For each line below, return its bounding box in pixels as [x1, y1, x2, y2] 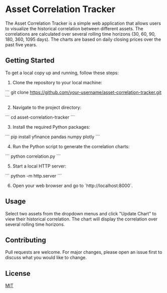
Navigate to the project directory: [12, 104, 81, 110]
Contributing [5, 236, 46, 244]
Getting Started [5, 56, 55, 65]
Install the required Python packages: [12, 124, 91, 130]
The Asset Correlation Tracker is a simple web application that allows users [5, 20, 161, 26]
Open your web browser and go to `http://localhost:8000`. [12, 183, 133, 189]
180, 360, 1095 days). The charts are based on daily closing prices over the [5, 36, 161, 42]
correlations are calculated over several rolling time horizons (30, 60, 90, [5, 31, 156, 37]
